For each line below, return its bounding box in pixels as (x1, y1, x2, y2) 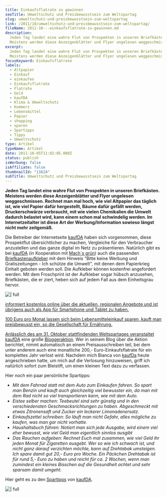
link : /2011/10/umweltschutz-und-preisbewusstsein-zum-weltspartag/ (5, 21, 150, 26)
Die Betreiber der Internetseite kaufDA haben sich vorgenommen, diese (5, 235, 152, 241)
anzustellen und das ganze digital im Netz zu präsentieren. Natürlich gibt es (5, 245, 161, 251)
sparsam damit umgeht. (12, 467, 62, 473)
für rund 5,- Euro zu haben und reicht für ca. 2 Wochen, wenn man (12, 456, 150, 462)
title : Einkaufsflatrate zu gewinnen (5, 7, 83, 12)
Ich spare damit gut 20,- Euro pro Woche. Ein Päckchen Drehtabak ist (12, 451, 156, 457)
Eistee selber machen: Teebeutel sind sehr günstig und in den (12, 398, 139, 404)
